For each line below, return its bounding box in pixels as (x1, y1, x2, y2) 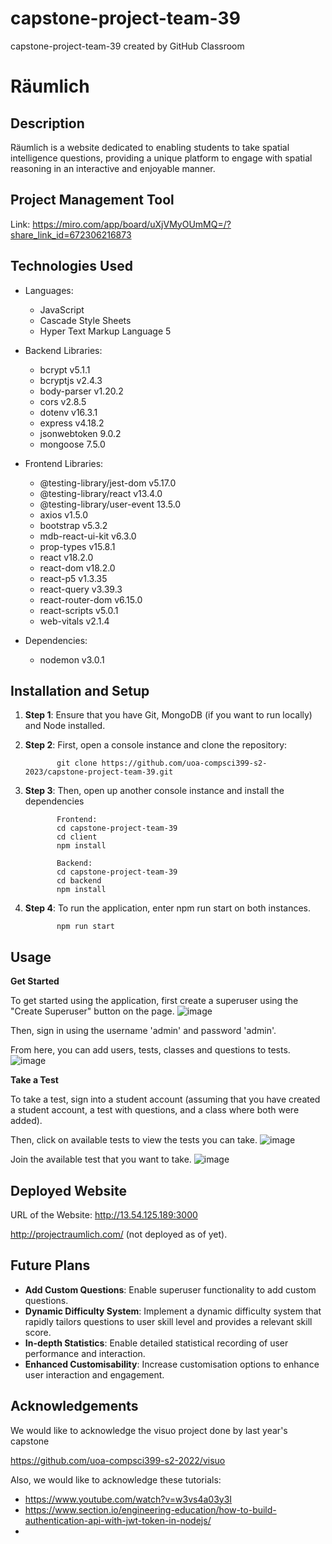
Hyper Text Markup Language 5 (39, 325, 172, 337)
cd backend (56, 876, 102, 886)
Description (10, 115, 85, 132)
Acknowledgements (10, 1398, 139, 1415)
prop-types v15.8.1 (39, 540, 116, 552)
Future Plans (10, 1257, 91, 1274)
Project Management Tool (10, 192, 175, 209)
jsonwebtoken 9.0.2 (39, 427, 122, 439)
